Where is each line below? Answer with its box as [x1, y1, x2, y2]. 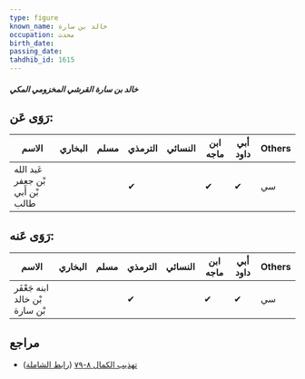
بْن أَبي [14, 186, 39, 199]
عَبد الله [14, 163, 44, 176]
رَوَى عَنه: [9, 228, 54, 243]
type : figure [9, 13, 59, 23]
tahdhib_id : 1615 [9, 55, 75, 64]
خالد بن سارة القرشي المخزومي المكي [9, 83, 139, 94]
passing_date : [9, 47, 64, 56]
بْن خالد [14, 293, 43, 306]
